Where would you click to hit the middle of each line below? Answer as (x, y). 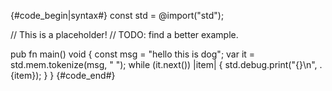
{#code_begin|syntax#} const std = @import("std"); (117, 15)
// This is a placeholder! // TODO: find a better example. (124, 34)
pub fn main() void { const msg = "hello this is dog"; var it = (133, 54)
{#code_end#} (86, 75)
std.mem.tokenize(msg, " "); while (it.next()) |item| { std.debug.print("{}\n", (164, 64)
